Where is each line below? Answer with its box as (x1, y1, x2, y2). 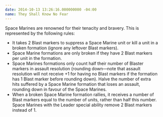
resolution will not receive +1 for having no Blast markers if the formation (12, 71, 158, 77)
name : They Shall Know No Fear (5, 12, 69, 17)
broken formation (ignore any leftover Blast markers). (12, 45, 119, 51)
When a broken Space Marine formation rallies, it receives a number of (12, 91, 154, 97)
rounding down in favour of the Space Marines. (12, 86, 107, 92)
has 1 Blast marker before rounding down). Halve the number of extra (12, 76, 151, 82)
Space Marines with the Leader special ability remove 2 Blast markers (12, 102, 152, 108)
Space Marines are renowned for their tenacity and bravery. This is (5, 25, 139, 31)
